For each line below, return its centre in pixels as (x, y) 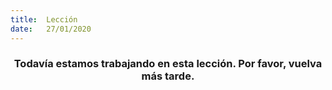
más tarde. (168, 76)
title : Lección (44, 19)
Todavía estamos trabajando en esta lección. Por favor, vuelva (168, 64)
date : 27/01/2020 (51, 29)
